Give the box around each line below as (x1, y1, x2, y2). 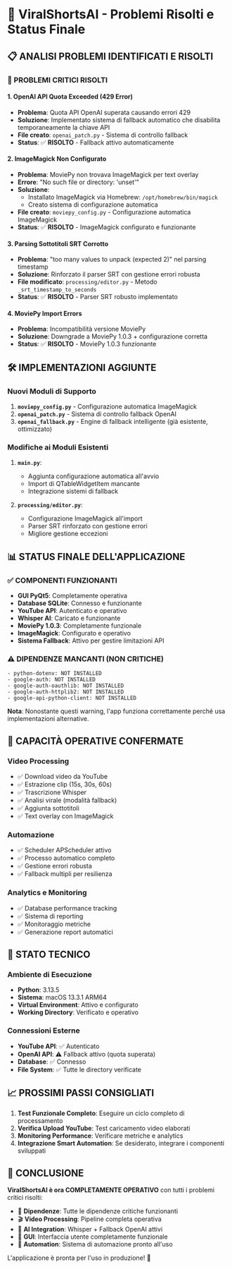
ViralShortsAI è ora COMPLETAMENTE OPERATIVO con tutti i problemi (7, 1186, 215, 1194)
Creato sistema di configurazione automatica (27, 200, 158, 209)
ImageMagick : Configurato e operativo (17, 629, 131, 637)
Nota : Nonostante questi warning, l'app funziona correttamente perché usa (7, 707, 226, 715)
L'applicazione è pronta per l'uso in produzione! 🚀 (7, 1253, 151, 1262)
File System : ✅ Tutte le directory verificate (17, 1065, 142, 1074)
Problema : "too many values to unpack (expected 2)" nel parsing (17, 255, 207, 264)
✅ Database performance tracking (17, 904, 117, 912)
